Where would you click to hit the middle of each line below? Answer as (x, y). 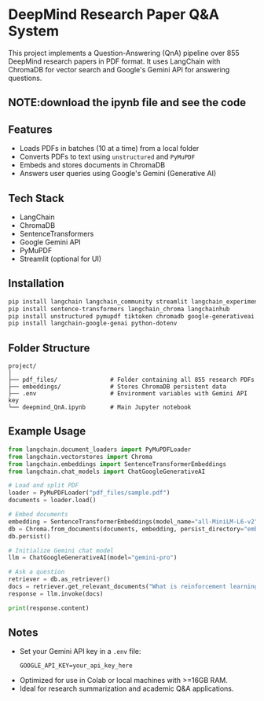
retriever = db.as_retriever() (59, 579)
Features (30, 129)
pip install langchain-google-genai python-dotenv (93, 324)
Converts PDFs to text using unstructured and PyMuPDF (107, 157)
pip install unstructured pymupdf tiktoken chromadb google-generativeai (132, 316)
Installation (36, 283)
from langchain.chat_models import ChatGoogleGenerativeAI (107, 472)
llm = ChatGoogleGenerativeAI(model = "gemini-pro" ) (93, 558)
